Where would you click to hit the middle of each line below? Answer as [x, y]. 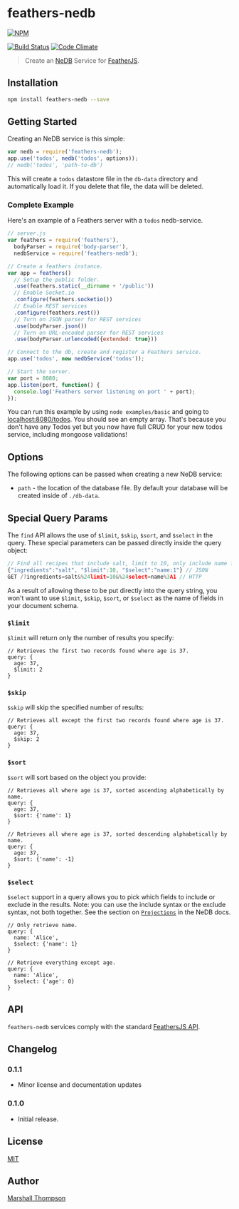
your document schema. [43, 605]
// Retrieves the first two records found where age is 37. [99, 651]
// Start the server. [39, 372]
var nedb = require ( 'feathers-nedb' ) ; [65, 152]
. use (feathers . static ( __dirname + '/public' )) [84, 286]
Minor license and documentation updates [80, 1085]
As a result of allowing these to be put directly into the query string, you [112, 590]
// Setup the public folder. [57, 280]
